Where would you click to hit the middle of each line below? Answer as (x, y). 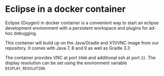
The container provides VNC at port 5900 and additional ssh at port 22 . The (80, 57)
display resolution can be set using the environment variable (66, 63)
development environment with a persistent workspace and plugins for (77, 28)
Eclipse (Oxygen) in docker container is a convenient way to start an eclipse (82, 23)
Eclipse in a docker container (66, 9)
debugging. (26, 33)
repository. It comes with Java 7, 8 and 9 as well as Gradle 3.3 (68, 48)
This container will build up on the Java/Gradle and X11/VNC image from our (82, 42)
